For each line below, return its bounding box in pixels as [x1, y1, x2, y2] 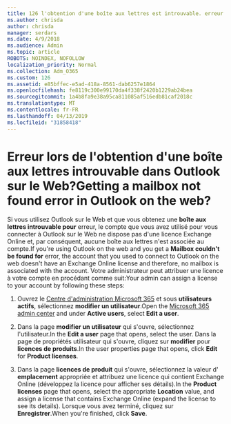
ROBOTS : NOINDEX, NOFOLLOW [7, 55, 85, 62]
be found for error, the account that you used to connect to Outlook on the [7, 252, 219, 261]
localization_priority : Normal [7, 61, 97, 68]
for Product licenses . [17, 352, 79, 361]
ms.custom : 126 [7, 74, 51, 81]
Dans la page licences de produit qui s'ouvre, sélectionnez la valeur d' [17, 365, 219, 374]
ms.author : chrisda [7, 17, 63, 23]
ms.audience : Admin [7, 42, 63, 49]
